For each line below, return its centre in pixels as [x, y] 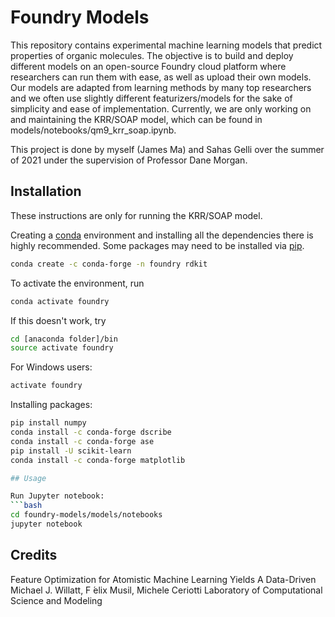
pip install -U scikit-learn [71, 451]
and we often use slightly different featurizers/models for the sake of [151, 98]
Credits [34, 555]
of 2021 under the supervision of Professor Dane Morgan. [129, 160]
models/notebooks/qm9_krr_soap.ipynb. [93, 130]
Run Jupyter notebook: [57, 496]
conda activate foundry [60, 301]
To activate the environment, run [77, 283]
